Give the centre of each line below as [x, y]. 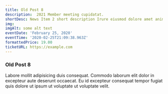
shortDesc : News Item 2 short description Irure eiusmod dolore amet [79, 19]
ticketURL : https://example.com [39, 47]
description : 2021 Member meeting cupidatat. [54, 14]
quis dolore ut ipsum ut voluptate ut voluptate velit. [57, 86]
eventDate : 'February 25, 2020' [39, 33]
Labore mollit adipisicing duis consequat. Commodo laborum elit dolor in [80, 75]
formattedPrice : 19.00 [29, 42]
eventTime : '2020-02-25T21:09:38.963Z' [47, 38]
